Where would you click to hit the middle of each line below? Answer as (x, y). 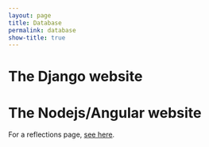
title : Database (35, 23)
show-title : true (37, 38)
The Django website (75, 77)
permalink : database (43, 30)
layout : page (30, 15)
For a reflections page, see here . (62, 134)
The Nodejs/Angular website (105, 113)
